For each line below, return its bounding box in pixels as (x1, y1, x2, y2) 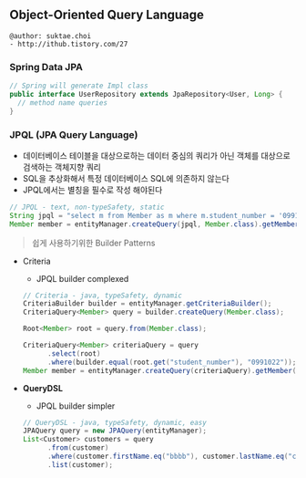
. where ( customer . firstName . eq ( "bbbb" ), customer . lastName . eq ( (46, 452, 289, 462)
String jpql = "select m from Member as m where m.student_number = (9, 211, 275, 220)
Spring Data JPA (9, 60, 84, 73)
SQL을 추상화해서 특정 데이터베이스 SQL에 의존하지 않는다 (22, 172, 229, 183)
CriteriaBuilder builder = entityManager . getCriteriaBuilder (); (22, 299, 272, 308)
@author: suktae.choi (9, 31, 92, 40)
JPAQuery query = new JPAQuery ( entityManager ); (22, 426, 208, 436)
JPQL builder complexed (36, 273, 129, 284)
